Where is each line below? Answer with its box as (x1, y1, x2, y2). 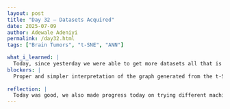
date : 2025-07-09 (7, 22, 57, 29)
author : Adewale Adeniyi (7, 29, 78, 36)
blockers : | (7, 66, 41, 74)
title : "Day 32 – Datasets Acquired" (7, 16, 115, 23)
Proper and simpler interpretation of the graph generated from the (13, 73, 213, 80)
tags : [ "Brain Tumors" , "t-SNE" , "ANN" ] (7, 42, 125, 48)
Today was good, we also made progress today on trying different (13, 92, 207, 99)
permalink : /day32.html (7, 35, 75, 42)
